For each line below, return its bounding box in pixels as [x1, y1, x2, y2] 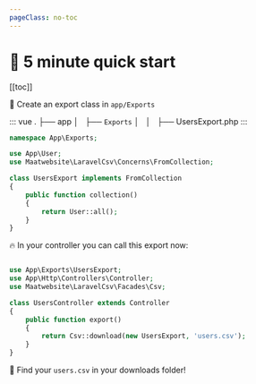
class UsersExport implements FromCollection [9, 174, 182, 183]
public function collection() [25, 190, 139, 200]
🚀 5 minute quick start [9, 51, 176, 72]
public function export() [25, 315, 123, 324]
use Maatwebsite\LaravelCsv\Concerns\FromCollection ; [9, 158, 215, 166]
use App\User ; [9, 149, 63, 158]
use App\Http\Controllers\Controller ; [9, 274, 154, 283]
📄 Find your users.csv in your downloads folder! [9, 364, 186, 376]
